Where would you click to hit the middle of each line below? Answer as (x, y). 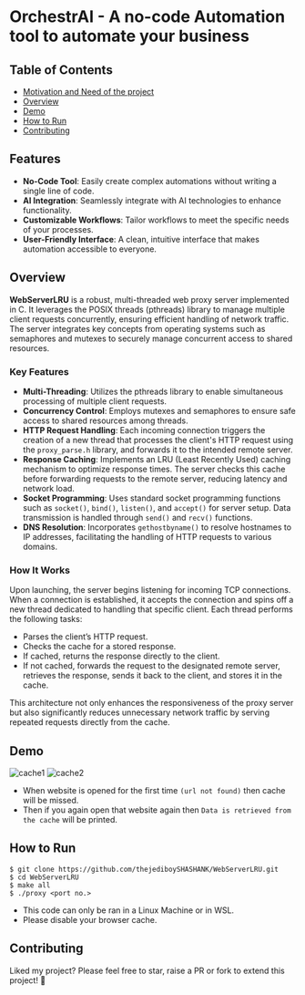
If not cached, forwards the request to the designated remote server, (151, 666)
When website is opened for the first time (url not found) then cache (154, 791)
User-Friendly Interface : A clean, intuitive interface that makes (141, 239)
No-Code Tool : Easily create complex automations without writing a (150, 181)
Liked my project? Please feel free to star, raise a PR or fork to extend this (147, 970)
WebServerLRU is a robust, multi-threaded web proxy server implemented (149, 299)
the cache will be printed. (70, 820)
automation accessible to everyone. (90, 249)
